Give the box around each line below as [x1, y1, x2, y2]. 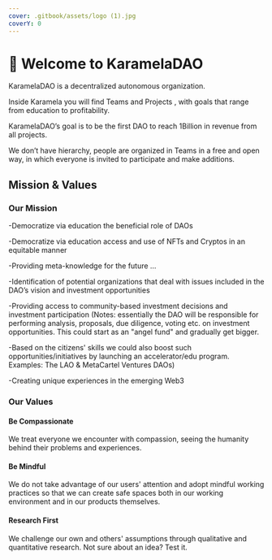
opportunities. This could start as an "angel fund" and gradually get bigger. [8, 327, 260, 337]
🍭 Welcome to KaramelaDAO [8, 54, 204, 73]
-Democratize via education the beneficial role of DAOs [8, 221, 193, 231]
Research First [8, 515, 59, 525]
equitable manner [8, 245, 67, 255]
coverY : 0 [8, 20, 42, 28]
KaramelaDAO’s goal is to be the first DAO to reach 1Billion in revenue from [8, 121, 257, 131]
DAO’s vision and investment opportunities [8, 285, 150, 295]
